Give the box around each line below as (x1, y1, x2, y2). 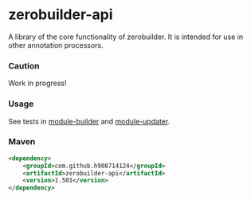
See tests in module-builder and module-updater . (8, 116, 171, 126)
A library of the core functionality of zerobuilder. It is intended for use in (8, 32, 244, 41)
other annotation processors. (8, 40, 104, 49)
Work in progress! (8, 78, 67, 88)
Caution (8, 60, 40, 71)
